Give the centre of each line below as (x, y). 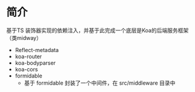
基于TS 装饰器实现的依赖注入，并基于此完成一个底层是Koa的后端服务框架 (97, 30)
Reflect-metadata (37, 50)
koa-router (28, 56)
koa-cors (26, 69)
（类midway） (24, 38)
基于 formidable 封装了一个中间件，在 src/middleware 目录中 (100, 83)
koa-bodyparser (35, 63)
